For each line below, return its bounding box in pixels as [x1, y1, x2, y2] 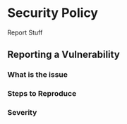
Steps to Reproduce [7, 89, 77, 99]
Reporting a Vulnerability [7, 49, 120, 61]
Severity [7, 108, 37, 118]
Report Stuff [7, 28, 43, 37]
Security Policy [7, 5, 99, 21]
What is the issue [7, 70, 68, 80]
